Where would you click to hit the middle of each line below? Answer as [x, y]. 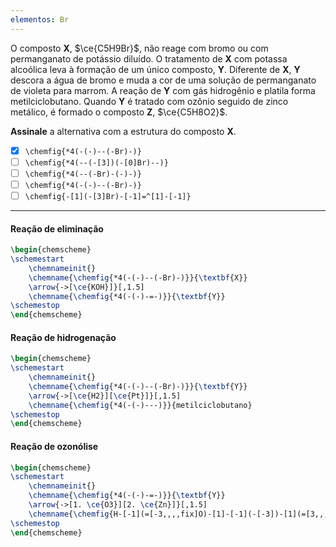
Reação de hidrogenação [63, 337]
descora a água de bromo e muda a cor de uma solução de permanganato [163, 80]
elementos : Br [40, 19]
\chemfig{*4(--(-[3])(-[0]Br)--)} [96, 162]
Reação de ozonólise [54, 446]
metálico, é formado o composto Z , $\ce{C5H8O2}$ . [119, 112]
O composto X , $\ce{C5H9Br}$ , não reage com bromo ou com [139, 48]
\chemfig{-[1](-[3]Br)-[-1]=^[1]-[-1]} [108, 196]
